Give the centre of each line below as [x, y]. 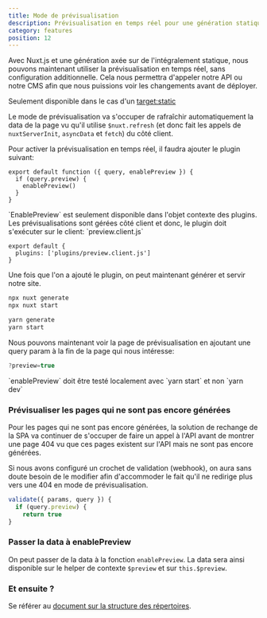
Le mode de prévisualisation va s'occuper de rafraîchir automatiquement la [131, 117]
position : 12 [30, 38]
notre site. [25, 284]
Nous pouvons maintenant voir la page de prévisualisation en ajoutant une [130, 342]
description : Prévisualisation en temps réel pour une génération [120, 23]
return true [42, 514]
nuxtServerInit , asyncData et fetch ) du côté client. [91, 134]
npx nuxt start [33, 306]
